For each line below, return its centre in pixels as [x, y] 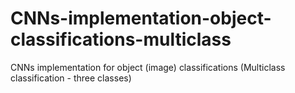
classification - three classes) [71, 78]
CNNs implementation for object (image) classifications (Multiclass [148, 67]
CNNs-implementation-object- [141, 18]
